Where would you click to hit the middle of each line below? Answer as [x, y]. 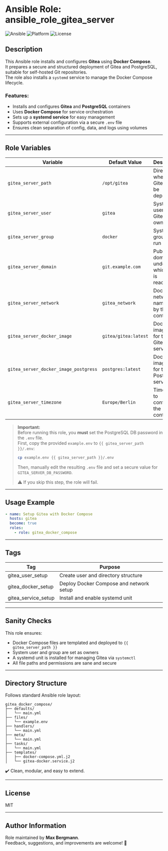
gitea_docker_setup [31, 587]
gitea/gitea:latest [125, 336]
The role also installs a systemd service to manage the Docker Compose [79, 77]
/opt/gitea [115, 183]
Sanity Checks [28, 621]
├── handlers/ [20, 726]
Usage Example [30, 502]
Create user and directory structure [101, 575]
